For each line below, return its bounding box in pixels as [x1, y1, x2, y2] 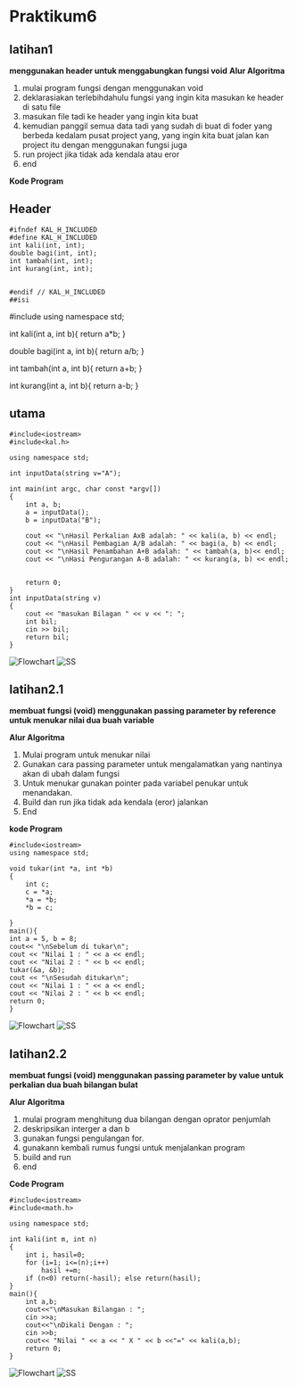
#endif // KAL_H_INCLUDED [9, 287, 105, 296]
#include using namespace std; [9, 310, 125, 322]
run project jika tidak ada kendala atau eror [21, 149, 180, 160]
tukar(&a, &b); [9, 966, 66, 975]
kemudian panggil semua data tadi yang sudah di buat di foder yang [21, 120, 273, 131]
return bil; [25, 632, 70, 641]
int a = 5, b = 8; [9, 935, 78, 944]
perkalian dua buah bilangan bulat [9, 1079, 138, 1090]
